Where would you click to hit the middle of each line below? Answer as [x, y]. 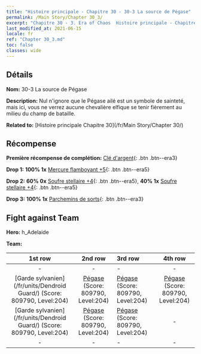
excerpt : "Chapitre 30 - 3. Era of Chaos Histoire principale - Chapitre [101, 23]
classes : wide [24, 51]
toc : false [20, 45]
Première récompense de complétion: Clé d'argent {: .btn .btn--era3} [92, 158]
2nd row [94, 258]
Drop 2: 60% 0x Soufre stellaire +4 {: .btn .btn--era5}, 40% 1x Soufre [92, 181]
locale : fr [20, 34]
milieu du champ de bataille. [41, 113]
